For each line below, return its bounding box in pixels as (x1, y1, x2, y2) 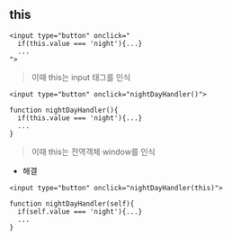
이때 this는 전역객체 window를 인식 (31, 146, 156, 157)
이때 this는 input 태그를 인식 (31, 71, 131, 82)
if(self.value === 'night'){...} (17, 207, 143, 216)
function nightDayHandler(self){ (9, 198, 135, 208)
